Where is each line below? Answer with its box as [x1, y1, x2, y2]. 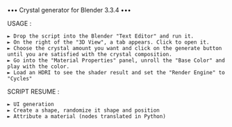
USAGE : [7, 19, 32, 27]
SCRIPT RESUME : [7, 87, 60, 96]
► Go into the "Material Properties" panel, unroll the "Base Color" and [7, 57, 226, 64]
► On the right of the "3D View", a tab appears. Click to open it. [7, 39, 210, 46]
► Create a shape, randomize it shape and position [7, 107, 160, 114]
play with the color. [7, 63, 70, 70]
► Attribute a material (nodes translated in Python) [7, 113, 167, 120]
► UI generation [7, 101, 54, 108]
